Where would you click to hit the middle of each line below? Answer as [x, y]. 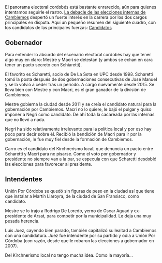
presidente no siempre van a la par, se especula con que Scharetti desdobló [81, 159]
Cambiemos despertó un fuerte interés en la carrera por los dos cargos [76, 17]
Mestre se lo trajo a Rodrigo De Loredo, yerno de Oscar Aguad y [69, 211]
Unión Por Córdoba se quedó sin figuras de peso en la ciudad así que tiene [80, 191]
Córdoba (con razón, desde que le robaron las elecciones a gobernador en [80, 240]
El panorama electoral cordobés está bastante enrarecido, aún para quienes [81, 7]
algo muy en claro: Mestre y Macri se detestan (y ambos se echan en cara [79, 60]
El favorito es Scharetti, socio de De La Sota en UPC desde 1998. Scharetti [79, 74]
